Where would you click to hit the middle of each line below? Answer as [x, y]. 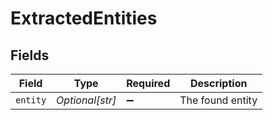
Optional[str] [86, 100]
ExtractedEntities [84, 18]
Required [148, 83]
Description [218, 83]
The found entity [218, 100]
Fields [30, 55]
